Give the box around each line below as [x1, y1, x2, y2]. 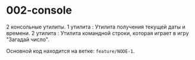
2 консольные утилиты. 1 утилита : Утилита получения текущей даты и [6, 23, 185, 30]
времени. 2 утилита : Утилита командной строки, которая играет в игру [6, 29, 189, 36]
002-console [6, 4, 73, 17]
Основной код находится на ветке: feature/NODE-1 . [6, 47, 135, 54]
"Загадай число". [6, 36, 49, 43]
